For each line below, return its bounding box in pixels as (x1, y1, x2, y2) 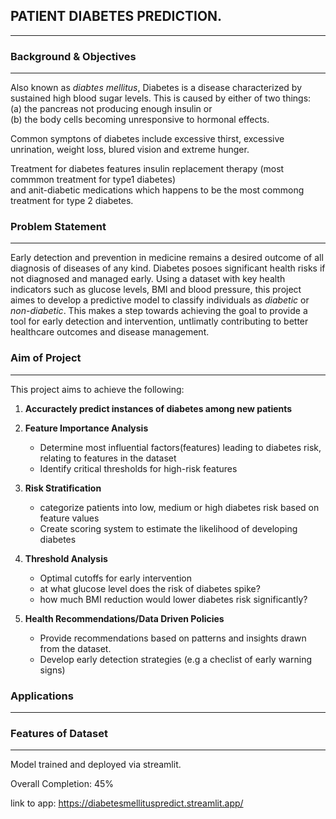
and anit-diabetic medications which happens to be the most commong (10, 184, 305, 196)
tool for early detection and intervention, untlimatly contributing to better (10, 315, 309, 328)
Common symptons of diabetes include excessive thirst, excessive (10, 133, 285, 145)
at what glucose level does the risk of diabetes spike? (39, 582, 261, 594)
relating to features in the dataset (39, 452, 177, 464)
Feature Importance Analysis (24, 422, 149, 434)
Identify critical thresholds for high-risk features (39, 462, 238, 474)
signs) (39, 664, 66, 676)
